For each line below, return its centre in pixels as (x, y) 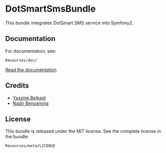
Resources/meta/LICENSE (30, 146)
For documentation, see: (31, 51)
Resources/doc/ (21, 60)
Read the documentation (31, 69)
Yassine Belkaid (29, 98)
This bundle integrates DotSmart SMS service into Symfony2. (69, 23)
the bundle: (17, 137)
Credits (17, 86)
